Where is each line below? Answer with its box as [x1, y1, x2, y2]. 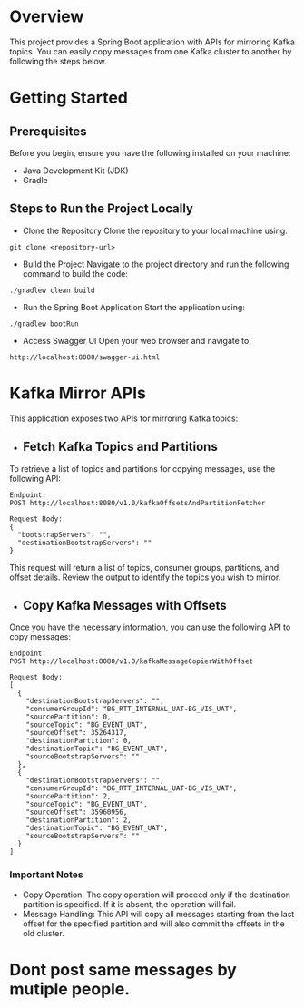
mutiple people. [9, 978, 131, 999]
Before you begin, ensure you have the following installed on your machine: [9, 147, 291, 158]
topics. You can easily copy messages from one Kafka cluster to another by [9, 45, 292, 56]
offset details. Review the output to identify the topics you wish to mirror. [9, 572, 281, 582]
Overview [9, 6, 84, 27]
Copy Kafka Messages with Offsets [22, 597, 227, 613]
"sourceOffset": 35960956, [25, 807, 128, 817]
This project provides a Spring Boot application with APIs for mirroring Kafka [9, 36, 295, 47]
